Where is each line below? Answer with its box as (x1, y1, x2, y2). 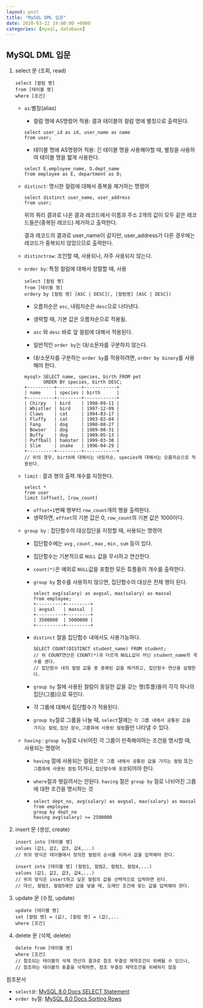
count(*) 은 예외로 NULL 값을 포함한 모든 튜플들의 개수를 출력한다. (33, 566, 186, 573)
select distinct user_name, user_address (24, 195, 130, 201)
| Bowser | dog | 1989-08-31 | (24, 427, 120, 433)
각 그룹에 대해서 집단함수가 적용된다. (33, 704, 119, 711)
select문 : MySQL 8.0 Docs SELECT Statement (15, 988, 130, 995)
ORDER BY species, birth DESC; (43, 379, 122, 386)
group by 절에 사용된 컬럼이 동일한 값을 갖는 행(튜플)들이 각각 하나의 (33, 683, 195, 690)
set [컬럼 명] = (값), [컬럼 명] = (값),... (15, 914, 119, 920)
